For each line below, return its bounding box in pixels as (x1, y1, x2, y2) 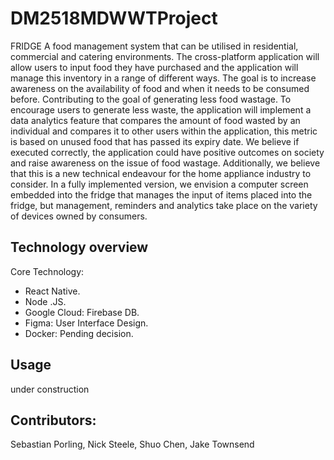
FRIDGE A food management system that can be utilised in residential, (10, 40, 299, 52)
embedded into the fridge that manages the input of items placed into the (10, 188, 313, 201)
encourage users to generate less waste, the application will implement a (10, 103, 312, 116)
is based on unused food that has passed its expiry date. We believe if (10, 135, 300, 147)
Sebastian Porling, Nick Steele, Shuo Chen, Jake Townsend (10, 438, 255, 451)
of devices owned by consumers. (10, 210, 148, 222)
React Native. (24, 285, 81, 297)
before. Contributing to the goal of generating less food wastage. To (10, 93, 292, 105)
